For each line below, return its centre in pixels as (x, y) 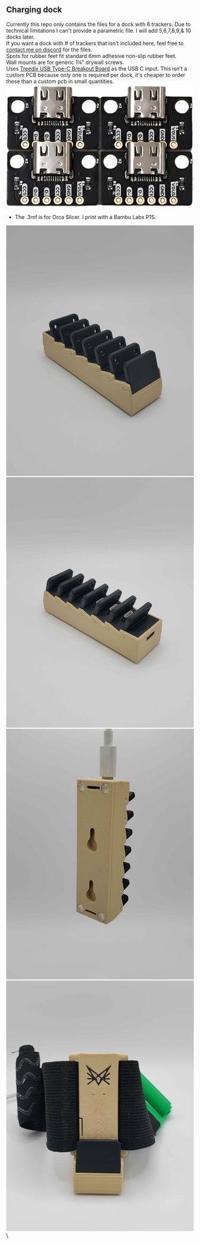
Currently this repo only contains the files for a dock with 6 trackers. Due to (99, 24)
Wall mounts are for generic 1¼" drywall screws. (65, 62)
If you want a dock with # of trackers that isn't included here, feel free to (95, 43)
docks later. (21, 37)
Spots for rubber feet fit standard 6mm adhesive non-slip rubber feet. (91, 55)
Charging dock (34, 10)
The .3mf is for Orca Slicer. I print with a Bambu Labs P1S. (85, 217)
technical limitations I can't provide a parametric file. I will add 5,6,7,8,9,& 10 (99, 30)
